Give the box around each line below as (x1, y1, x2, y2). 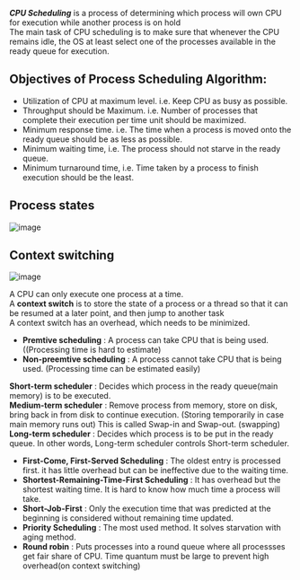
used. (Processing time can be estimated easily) (22, 364, 201, 374)
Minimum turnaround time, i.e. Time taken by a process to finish (22, 162, 259, 173)
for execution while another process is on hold (9, 17, 181, 28)
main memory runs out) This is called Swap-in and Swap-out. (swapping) (9, 419, 281, 430)
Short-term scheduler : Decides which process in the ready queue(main (9, 381, 278, 391)
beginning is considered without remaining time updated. (22, 513, 234, 523)
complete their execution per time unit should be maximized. (22, 114, 247, 125)
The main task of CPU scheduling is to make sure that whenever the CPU (9, 27, 280, 37)
